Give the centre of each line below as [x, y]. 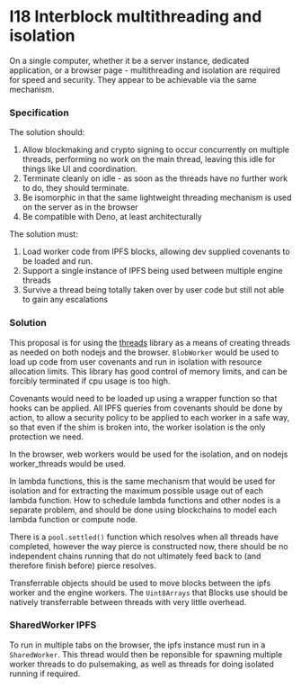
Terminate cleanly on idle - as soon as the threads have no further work [155, 178]
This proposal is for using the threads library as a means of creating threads [150, 342]
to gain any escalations [65, 300]
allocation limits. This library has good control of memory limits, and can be [148, 371]
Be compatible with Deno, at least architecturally [112, 217]
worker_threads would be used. [68, 463]
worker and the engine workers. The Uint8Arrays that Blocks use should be [149, 593]
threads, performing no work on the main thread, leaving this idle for [149, 159]
